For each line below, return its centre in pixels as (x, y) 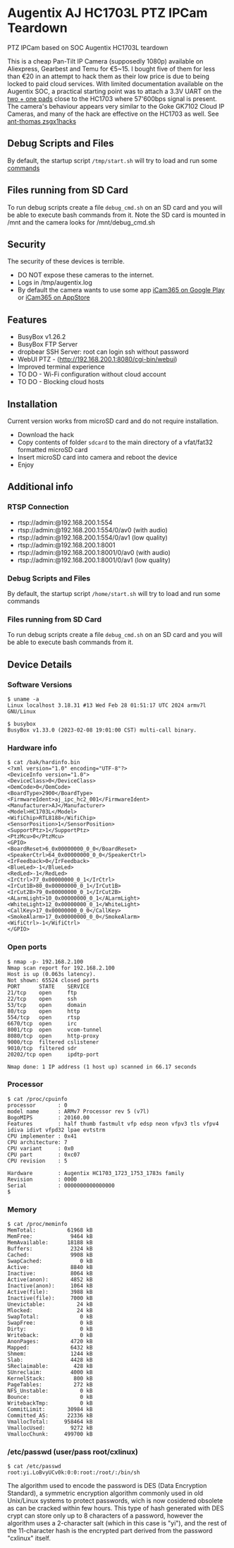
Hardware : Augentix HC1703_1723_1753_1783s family (96, 1173)
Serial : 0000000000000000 (61, 1185)
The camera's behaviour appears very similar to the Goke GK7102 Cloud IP (116, 106)
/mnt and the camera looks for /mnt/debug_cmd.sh (81, 222)
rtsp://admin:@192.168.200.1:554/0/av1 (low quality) (92, 537)
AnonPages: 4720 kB (50, 1342)
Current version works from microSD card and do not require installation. (113, 421)
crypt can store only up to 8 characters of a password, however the (105, 1516)
